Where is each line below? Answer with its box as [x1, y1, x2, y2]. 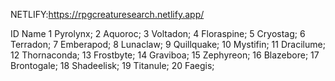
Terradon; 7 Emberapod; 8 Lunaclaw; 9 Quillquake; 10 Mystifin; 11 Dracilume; [10, 39, 326, 50]
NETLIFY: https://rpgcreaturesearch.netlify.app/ [10, 9, 205, 20]
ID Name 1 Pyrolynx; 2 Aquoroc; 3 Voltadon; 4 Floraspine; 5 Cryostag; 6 [10, 28, 306, 39]
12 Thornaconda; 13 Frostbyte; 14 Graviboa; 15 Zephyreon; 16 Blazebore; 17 [10, 49, 320, 61]
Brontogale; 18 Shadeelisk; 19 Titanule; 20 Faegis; [10, 60, 215, 71]
